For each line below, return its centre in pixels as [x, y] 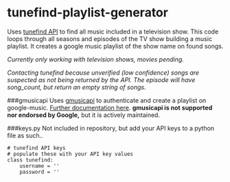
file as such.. [25, 135]
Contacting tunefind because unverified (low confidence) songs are [103, 73]
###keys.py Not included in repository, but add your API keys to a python [111, 128]
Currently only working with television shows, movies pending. [95, 59]
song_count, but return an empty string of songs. [77, 87]
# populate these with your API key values [70, 154]
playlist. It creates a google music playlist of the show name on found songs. [115, 46]
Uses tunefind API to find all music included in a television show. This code [113, 31]
